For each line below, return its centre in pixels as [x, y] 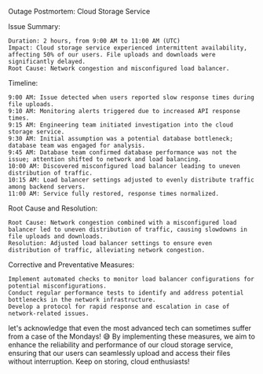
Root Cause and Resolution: [53, 208]
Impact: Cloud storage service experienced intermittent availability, [128, 48]
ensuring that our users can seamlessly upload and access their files [119, 353]
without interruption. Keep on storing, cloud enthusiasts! [99, 361]
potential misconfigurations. [58, 286]
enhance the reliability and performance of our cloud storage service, [121, 345]
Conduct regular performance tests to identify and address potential [126, 293]
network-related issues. [49, 313]
